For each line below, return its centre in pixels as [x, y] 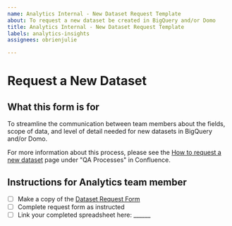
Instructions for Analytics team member [97, 182]
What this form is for [54, 107]
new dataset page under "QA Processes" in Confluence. [89, 160]
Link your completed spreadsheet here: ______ [84, 215]
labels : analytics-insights [49, 33]
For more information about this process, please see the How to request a [115, 153]
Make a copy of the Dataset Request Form [79, 199]
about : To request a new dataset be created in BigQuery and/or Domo [112, 20]
